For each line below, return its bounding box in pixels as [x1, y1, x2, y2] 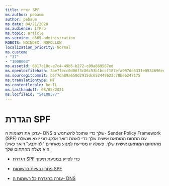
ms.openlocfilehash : [5, 69, 49, 74]
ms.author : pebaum [5, 12, 44, 17]
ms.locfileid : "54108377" [5, 92, 59, 97]
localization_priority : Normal [5, 45, 71, 50]
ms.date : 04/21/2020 [5, 21, 49, 27]
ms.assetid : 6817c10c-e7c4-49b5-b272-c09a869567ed [5, 64, 114, 69]
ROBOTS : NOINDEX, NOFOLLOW [5, 40, 62, 45]
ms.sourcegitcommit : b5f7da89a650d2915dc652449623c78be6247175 [5, 73, 141, 78]
